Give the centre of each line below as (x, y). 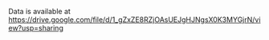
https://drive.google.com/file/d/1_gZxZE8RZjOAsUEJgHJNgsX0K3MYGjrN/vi (134, 20)
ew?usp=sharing (36, 28)
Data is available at (39, 11)
